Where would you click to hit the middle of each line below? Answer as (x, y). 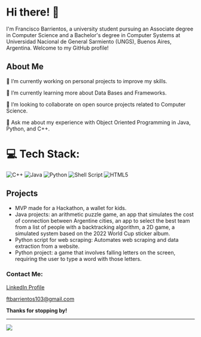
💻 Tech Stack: (43, 154)
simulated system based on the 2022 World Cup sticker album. (92, 233)
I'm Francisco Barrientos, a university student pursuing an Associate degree (100, 29)
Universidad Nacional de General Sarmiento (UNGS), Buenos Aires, (89, 41)
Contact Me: (25, 274)
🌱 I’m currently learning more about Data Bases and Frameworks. (86, 93)
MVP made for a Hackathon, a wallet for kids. (71, 208)
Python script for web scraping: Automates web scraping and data (97, 239)
